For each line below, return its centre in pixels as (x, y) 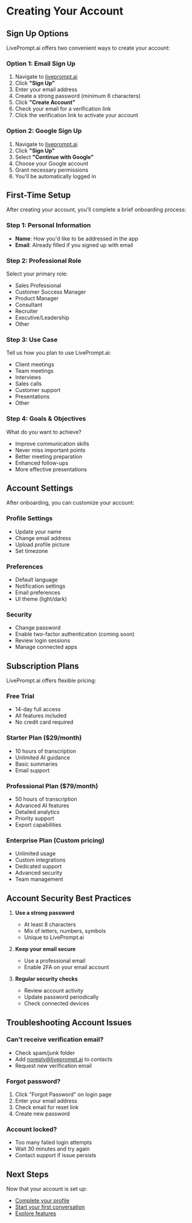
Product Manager (37, 298)
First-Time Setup (39, 195)
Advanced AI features (42, 805)
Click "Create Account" (45, 102)
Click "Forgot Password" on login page (63, 1094)
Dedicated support (38, 866)
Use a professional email (55, 961)
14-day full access (38, 709)
